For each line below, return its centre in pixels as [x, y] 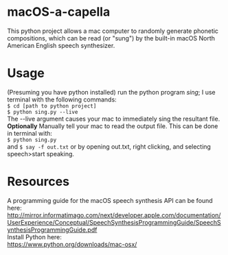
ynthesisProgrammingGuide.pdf [52, 230]
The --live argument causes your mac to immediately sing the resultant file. [114, 119]
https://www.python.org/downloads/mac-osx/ [72, 244]
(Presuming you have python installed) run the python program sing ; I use [111, 92]
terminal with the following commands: [62, 99]
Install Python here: [34, 236]
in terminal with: [30, 133]
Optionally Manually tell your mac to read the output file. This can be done [113, 126]
